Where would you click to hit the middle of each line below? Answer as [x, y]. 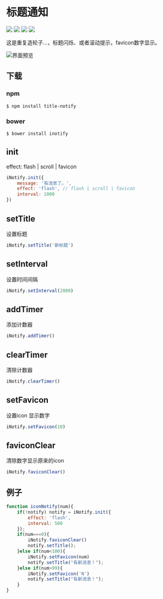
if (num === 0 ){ [33, 535]
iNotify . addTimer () [31, 336]
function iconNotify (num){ [40, 507]
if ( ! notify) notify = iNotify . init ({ [64, 512]
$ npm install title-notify [41, 106]
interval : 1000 [36, 194]
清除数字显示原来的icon [35, 461]
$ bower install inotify [37, 134]
